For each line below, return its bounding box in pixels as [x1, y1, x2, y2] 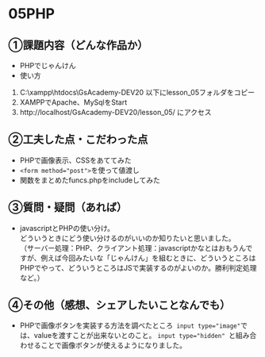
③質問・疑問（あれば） [8, 201, 128, 214]
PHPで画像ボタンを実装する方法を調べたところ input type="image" [19, 321, 241, 330]
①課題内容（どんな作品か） [8, 38, 148, 52]
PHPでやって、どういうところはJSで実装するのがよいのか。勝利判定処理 [19, 263, 257, 272]
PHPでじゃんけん [19, 61, 77, 70]
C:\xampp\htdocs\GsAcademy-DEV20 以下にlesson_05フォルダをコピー [19, 88, 255, 97]
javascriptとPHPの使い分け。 [19, 223, 115, 232]
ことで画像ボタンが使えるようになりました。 [40, 340, 186, 350]
